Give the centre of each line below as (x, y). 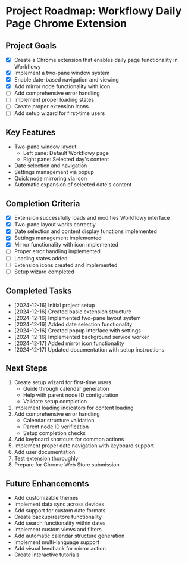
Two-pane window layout (45, 147)
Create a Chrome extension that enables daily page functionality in (96, 60)
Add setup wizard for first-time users (59, 113)
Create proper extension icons (51, 107)
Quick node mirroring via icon (51, 178)
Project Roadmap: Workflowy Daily (94, 11)
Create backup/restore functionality (58, 517)
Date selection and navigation (51, 166)
